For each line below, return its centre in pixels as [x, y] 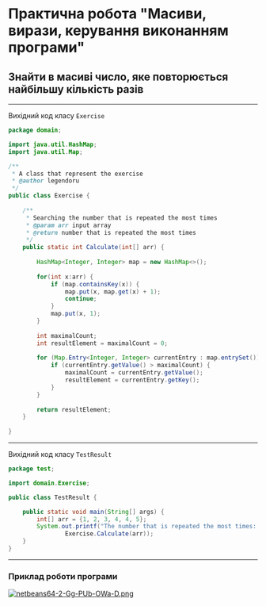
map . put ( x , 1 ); [76, 314]
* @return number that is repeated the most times [111, 232]
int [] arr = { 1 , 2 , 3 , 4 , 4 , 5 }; [92, 519]
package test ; [32, 469]
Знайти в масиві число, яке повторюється [118, 77]
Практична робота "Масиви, [108, 14]
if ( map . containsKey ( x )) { [95, 284]
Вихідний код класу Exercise [57, 115]
